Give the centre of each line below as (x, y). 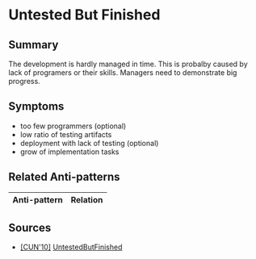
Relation (87, 199)
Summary (34, 45)
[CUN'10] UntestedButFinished (71, 247)
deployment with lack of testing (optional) (89, 143)
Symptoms (36, 107)
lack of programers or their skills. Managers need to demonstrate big (123, 73)
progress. (24, 81)
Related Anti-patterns (64, 177)
